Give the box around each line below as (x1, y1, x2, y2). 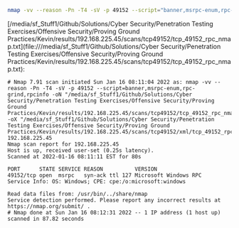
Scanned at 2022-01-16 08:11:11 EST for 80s (7, 153, 142, 160)
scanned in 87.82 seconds (7, 215, 84, 222)
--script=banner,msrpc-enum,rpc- (96, 85, 196, 92)
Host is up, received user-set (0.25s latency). (7, 146, 154, 154)
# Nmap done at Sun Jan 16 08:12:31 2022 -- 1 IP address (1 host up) (7, 209, 221, 216)
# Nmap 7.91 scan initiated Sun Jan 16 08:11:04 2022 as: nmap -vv (7, 78, 212, 85)
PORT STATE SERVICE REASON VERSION (7, 165, 158, 173)
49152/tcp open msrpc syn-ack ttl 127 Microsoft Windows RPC (7, 171, 202, 179)
